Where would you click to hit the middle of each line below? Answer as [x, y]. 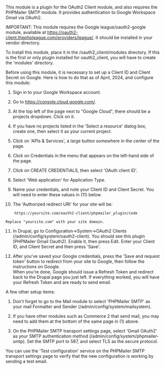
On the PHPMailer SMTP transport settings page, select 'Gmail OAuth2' [85, 331]
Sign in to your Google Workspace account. [57, 92]
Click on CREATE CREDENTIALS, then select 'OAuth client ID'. [75, 170]
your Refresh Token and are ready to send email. [62, 282]
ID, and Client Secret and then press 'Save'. [56, 246]
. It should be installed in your [123, 37]
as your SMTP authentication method [50, 336]
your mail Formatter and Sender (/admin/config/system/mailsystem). [82, 307]
